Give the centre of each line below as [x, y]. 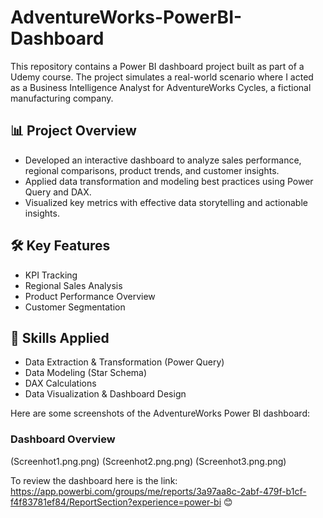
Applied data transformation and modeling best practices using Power [169, 181]
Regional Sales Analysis [73, 285]
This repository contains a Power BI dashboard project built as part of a [157, 66]
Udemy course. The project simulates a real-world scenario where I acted [162, 77]
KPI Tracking [51, 275]
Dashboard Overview [63, 439]
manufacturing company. [62, 98]
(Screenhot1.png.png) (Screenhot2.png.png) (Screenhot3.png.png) [148, 461]
